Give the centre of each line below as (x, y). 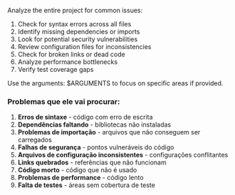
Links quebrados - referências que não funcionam (92, 162)
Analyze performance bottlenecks (68, 62)
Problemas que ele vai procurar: (64, 101)
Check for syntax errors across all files (74, 24)
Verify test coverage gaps (56, 69)
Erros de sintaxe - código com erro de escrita (85, 117)
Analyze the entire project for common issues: (75, 10)
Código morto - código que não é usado (77, 170)
